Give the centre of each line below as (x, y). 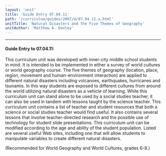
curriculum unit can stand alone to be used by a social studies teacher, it (79, 97)
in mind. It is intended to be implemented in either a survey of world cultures (83, 65)
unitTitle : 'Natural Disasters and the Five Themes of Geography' (75, 24)
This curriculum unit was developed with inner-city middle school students (81, 59)
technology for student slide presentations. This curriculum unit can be (77, 123)
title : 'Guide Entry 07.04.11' (37, 14)
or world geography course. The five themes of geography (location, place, (82, 70)
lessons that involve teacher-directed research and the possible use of (77, 117)
